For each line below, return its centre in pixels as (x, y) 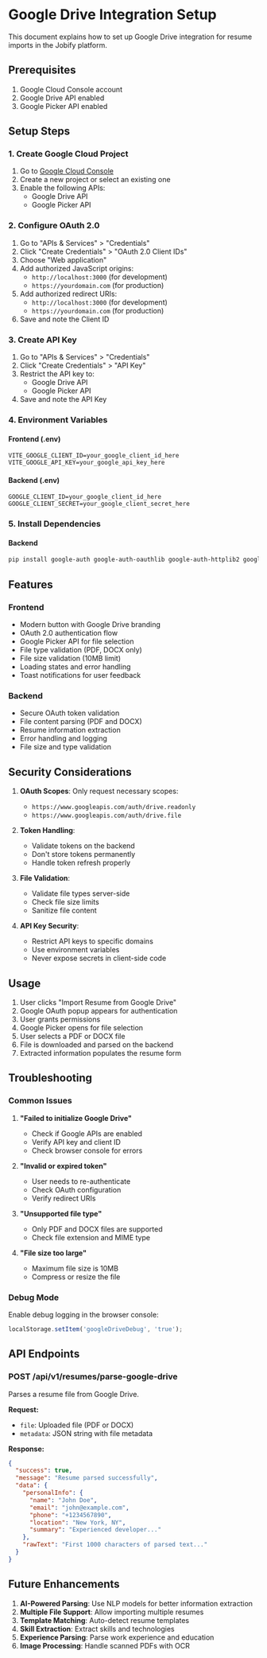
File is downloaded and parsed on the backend (97, 1045)
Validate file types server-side (81, 893)
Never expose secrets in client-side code (99, 958)
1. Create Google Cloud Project (68, 154)
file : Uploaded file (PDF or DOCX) (77, 1425)
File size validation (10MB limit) (70, 659)
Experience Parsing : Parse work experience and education (117, 1637)
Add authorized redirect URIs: (68, 294)
